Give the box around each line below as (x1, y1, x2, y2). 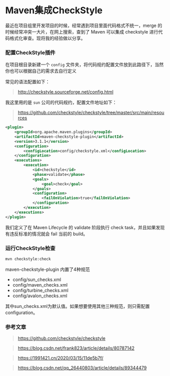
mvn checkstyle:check (5, 257, 51, 262)
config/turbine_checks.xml (12, 287, 69, 293)
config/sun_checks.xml (12, 276, 61, 283)
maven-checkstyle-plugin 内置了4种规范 (5, 266, 90, 272)
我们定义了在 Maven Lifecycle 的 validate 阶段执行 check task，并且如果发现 (5, 224, 165, 230)
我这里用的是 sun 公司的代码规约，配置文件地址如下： (5, 100, 117, 106)
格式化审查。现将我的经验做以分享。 (9, 35, 85, 41)
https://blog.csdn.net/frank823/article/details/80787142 (17, 345, 134, 351)
